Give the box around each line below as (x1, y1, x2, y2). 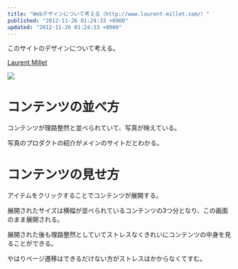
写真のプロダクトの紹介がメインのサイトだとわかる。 (7, 139, 163, 147)
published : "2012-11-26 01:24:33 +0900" (7, 17, 129, 24)
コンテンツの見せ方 (7, 167, 120, 182)
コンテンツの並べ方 (7, 99, 120, 115)
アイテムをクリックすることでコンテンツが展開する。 (7, 191, 163, 200)
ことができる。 (13, 239, 58, 248)
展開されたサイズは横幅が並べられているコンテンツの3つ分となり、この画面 (7, 206, 229, 215)
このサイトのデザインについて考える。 (7, 44, 119, 53)
